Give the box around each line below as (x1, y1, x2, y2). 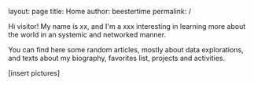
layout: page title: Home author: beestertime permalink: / (8, 7, 191, 16)
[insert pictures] (8, 69, 61, 77)
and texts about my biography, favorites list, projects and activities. (8, 54, 226, 62)
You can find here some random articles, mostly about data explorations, (8, 45, 244, 54)
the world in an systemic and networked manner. (8, 30, 167, 39)
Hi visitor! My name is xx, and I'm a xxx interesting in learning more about (8, 22, 246, 30)
